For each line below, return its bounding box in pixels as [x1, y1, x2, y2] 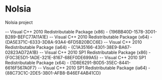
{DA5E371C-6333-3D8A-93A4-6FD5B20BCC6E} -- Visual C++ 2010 [5, 39, 142, 45]
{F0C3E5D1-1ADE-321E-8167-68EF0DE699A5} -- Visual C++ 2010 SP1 [5, 54, 146, 60]
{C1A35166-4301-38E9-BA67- [71, 44, 132, 50]
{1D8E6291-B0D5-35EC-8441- [70, 60, 131, 65]
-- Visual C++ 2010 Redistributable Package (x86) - [5, 29, 108, 34]
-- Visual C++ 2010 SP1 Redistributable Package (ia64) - [37, 64, 150, 71]
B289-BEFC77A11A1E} [5, 34, 49, 40]
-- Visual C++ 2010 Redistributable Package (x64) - [49, 34, 153, 40]
